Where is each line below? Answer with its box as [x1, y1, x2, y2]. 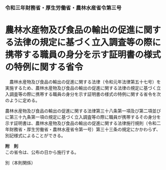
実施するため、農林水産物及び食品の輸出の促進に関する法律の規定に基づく [5, 85, 157, 91]
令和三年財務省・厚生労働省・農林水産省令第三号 [5, 4, 122, 11]
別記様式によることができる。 [5, 132, 66, 138]
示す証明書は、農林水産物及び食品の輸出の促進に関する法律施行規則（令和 [5, 120, 157, 126]
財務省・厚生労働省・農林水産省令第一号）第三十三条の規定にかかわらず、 [9, 126, 161, 132]
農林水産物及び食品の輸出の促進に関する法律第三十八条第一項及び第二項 [5, 108, 152, 114]
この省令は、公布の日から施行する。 [5, 149, 79, 155]
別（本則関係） [5, 160, 36, 166]
